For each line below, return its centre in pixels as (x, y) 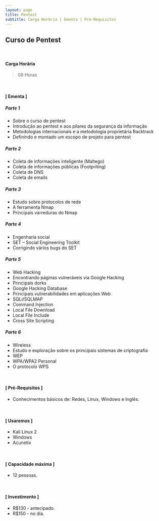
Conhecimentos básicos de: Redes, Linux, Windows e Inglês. (76, 399)
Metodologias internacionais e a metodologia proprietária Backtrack (83, 131)
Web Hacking (26, 272)
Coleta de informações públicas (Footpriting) (59, 166)
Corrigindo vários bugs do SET (45, 248)
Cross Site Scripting (33, 320)
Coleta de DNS (28, 172)
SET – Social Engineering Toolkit (46, 242)
